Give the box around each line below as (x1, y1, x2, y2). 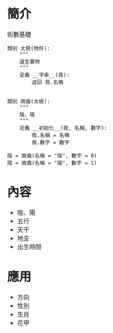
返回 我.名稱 (32, 79, 64, 85)
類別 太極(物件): (7, 45, 50, 52)
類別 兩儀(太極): (7, 98, 50, 105)
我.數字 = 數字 (32, 139, 70, 146)
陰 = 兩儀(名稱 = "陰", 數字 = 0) (7, 152, 97, 159)
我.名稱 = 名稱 (32, 131, 70, 139)
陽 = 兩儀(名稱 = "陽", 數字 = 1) (7, 159, 97, 166)
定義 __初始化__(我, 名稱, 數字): (19, 124, 108, 131)
